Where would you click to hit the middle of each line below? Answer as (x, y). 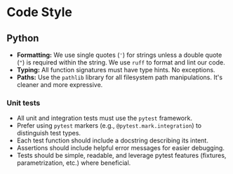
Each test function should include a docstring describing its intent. (112, 140)
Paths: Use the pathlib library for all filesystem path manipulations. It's (119, 77)
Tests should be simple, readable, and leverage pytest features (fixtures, (121, 156)
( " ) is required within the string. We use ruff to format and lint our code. (121, 62)
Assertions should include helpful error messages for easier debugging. (121, 148)
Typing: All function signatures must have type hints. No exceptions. (116, 70)
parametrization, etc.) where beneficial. (74, 163)
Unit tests (24, 102)
